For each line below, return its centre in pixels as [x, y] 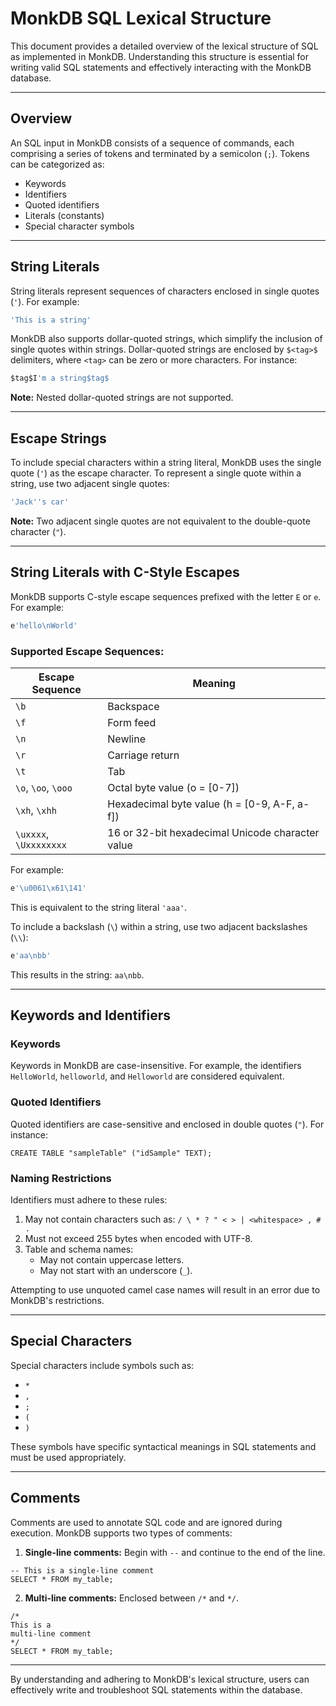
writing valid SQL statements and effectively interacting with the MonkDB [161, 67]
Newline [127, 739]
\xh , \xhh [36, 810]
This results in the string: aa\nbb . [77, 974]
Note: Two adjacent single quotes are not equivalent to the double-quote [160, 521]
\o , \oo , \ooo [44, 787]
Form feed [132, 722]
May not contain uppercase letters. [112, 1260]
